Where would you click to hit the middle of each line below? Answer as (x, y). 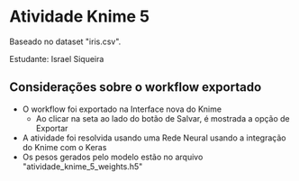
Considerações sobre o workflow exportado (136, 87)
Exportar (52, 128)
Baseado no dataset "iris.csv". (65, 41)
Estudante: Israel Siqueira (57, 59)
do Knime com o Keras (64, 147)
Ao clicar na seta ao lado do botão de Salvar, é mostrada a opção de (163, 118)
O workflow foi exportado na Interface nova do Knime (122, 109)
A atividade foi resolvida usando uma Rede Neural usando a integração (154, 138)
